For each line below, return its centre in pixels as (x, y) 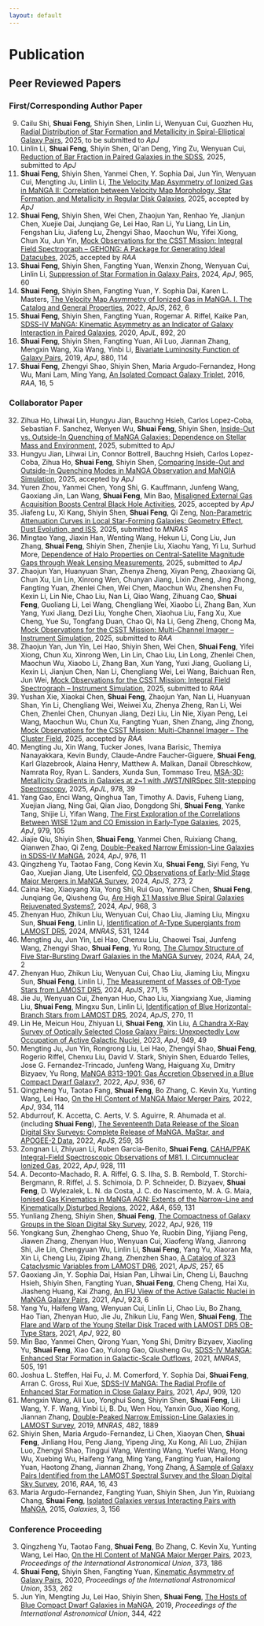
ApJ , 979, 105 (42, 830)
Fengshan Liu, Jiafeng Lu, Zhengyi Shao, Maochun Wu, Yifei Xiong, (129, 232)
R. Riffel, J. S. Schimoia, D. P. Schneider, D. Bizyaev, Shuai (152, 1182)
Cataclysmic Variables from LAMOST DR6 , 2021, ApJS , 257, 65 (122, 1266)
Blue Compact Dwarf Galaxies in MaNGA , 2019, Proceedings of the (128, 1606)
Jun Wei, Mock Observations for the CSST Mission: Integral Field (125, 679)
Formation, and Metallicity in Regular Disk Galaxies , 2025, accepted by (135, 199)
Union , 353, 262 (46, 1588)
